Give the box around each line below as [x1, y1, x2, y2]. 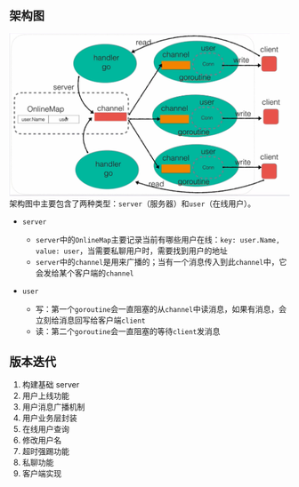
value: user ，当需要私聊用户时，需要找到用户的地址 [35, 245, 229, 256]
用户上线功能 [21, 390, 69, 402]
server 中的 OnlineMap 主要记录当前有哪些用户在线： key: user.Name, [35, 234, 280, 244]
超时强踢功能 [21, 446, 69, 457]
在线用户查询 [21, 424, 69, 435]
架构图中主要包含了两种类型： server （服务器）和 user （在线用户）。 [9, 198, 256, 209]
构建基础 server [21, 379, 80, 390]
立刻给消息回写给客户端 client [35, 315, 146, 325]
